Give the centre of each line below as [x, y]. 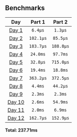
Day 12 [16, 118]
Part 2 [60, 22]
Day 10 [16, 102]
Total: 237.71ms [21, 130]
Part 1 [38, 22]
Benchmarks [25, 8]
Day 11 [16, 110]
